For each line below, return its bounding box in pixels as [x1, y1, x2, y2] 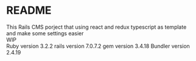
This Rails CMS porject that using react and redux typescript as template [6, 23, 187, 30]
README [6, 4, 52, 17]
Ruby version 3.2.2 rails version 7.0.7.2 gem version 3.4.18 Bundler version [6, 42, 190, 50]
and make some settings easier [6, 29, 84, 36]
